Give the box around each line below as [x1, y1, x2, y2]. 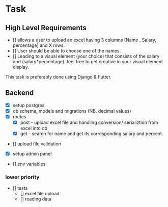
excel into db [20, 125, 47, 132]
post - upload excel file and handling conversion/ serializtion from [20, 119, 158, 125]
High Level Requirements [5, 23, 87, 32]
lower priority [5, 174, 40, 181]
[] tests [12, 185, 28, 191]
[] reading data [20, 196, 52, 202]
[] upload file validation [12, 141, 61, 147]
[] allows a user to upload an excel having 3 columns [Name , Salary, [12, 37, 157, 43]
